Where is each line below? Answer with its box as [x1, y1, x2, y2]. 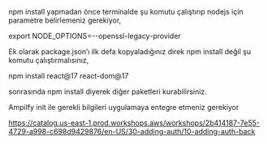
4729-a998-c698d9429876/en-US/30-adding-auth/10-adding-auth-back [8, 127, 256, 136]
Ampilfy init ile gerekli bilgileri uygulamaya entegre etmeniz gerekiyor [8, 103, 240, 112]
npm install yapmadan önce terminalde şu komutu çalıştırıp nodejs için [8, 7, 244, 16]
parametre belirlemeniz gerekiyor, [8, 15, 122, 25]
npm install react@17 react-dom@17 [8, 71, 129, 80]
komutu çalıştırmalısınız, [8, 56, 89, 65]
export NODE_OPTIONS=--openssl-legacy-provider [8, 32, 181, 40]
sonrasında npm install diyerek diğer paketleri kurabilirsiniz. [8, 87, 207, 96]
